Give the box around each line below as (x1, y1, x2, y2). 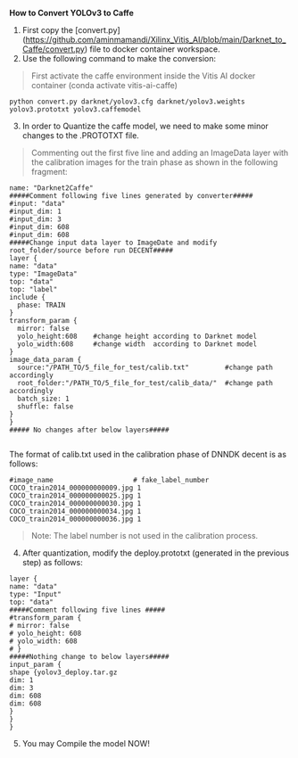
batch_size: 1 (17, 394, 70, 403)
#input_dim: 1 (9, 207, 62, 216)
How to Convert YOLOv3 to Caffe (9, 8, 134, 18)
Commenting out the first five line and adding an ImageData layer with (30, 147, 289, 158)
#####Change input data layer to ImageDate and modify (9, 238, 218, 247)
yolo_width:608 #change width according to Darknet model (17, 340, 257, 349)
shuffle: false (17, 402, 74, 411)
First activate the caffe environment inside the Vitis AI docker (30, 70, 256, 81)
